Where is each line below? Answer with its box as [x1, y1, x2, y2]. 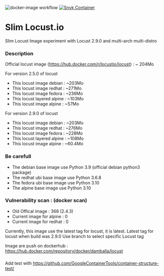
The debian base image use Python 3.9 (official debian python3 [12, 164, 140, 170]
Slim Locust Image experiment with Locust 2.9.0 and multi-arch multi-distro [5, 38, 157, 44]
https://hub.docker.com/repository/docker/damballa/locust [5, 248, 123, 254]
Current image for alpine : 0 [12, 213, 68, 219]
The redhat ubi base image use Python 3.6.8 [12, 174, 102, 181]
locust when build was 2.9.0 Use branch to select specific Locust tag [5, 233, 144, 239]
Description [5, 50, 34, 57]
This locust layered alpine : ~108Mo [12, 136, 84, 141]
